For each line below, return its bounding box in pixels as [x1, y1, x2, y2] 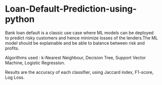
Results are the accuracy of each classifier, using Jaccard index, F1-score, [5, 69, 154, 75]
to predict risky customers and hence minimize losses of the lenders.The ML [5, 35, 158, 41]
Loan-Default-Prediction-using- [5, 3, 137, 15]
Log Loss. [5, 74, 25, 80]
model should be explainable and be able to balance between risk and [5, 40, 145, 46]
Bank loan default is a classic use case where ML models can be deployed [5, 30, 154, 35]
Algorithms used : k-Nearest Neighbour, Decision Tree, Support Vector [5, 54, 146, 60]
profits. [5, 45, 19, 51]
